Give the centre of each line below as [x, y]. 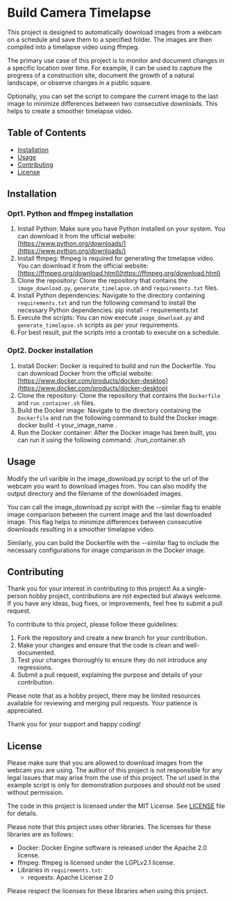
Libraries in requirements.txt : [60, 870]
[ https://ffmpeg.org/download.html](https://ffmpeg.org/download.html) [119, 273]
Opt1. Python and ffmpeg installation [70, 214]
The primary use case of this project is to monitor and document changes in [116, 60]
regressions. [35, 668]
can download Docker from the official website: [85, 373]
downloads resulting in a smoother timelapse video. [81, 529]
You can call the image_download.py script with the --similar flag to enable [114, 507]
